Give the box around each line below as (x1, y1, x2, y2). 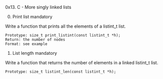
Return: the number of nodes (5, 37, 65, 42)
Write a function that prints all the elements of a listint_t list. (5, 23, 126, 29)
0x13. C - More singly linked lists (5, 4, 72, 10)
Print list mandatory (12, 14, 53, 19)
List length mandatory (12, 50, 57, 56)
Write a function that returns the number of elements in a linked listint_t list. (5, 60, 159, 66)
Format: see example (5, 41, 48, 46)
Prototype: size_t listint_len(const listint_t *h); (5, 69, 116, 74)
